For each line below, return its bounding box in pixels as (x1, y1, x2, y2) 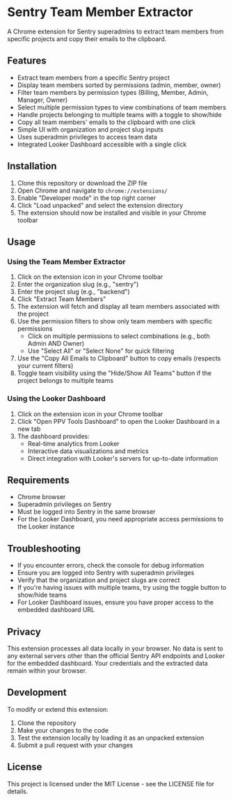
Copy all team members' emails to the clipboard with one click (17, 118, 196, 126)
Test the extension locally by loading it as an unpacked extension (17, 733, 204, 742)
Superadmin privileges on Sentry (17, 500, 112, 509)
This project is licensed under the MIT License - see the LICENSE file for (7, 779, 214, 788)
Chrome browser (17, 493, 66, 501)
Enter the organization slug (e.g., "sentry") (17, 280, 139, 289)
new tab (17, 425, 41, 433)
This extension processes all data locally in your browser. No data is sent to (7, 644, 224, 653)
